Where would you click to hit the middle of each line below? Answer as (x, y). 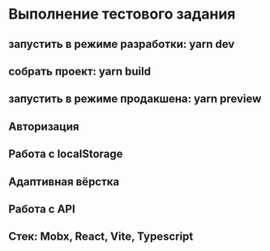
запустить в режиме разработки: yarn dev (122, 44)
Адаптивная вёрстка (64, 182)
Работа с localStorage (66, 154)
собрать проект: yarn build (80, 71)
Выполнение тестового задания (122, 14)
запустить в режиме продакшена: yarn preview (135, 99)
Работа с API (42, 208)
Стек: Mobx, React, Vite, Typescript (101, 237)
